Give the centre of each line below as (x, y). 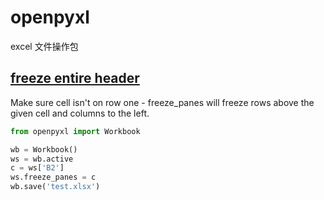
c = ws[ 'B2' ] (37, 168)
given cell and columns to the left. (80, 113)
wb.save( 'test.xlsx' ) (55, 187)
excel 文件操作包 (44, 46)
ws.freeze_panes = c (53, 177)
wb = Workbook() (44, 149)
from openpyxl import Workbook (75, 131)
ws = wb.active (42, 159)
